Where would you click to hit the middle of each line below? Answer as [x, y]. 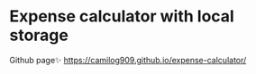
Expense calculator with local [122, 16]
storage [39, 35]
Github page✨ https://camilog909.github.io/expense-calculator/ [128, 60]
